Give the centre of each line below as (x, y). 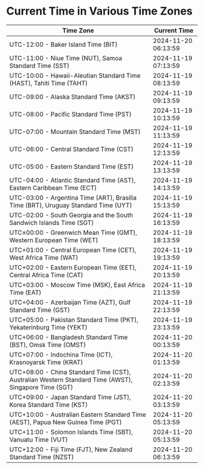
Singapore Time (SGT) (41, 387)
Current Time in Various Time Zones (100, 11)
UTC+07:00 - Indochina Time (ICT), (61, 354)
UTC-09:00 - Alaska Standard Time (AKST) (73, 96)
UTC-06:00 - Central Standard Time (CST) (71, 149)
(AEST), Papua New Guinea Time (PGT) (66, 422)
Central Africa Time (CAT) (46, 275)
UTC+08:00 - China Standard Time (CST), (70, 372)
